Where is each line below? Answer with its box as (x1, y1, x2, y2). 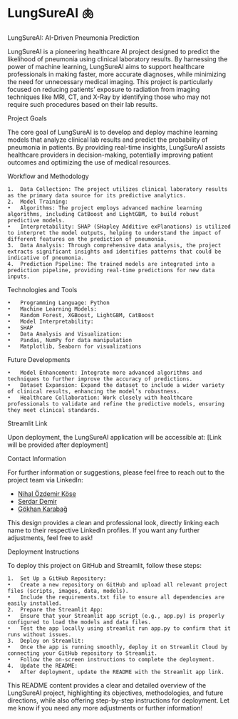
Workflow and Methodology (7, 172, 89, 180)
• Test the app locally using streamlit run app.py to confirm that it (7, 624, 232, 632)
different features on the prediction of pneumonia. (7, 235, 167, 242)
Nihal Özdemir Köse (17, 489, 76, 498)
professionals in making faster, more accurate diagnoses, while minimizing (7, 70, 227, 78)
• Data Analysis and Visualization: (7, 330, 123, 338)
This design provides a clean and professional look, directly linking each (7, 518, 219, 527)
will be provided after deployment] (7, 440, 108, 449)
